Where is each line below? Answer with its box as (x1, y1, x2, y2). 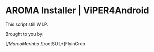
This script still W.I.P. (5, 21, 49, 27)
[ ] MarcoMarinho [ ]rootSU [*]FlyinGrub (5, 40, 85, 47)
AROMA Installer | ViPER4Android (5, 5, 149, 16)
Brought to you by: (5, 31, 44, 37)
